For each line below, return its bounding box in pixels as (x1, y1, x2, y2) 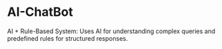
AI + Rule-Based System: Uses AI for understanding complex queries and (7, 27, 216, 35)
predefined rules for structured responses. (7, 34, 128, 42)
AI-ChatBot (7, 4, 74, 20)
